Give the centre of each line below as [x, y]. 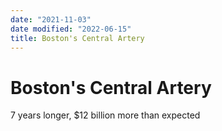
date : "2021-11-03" [51, 19]
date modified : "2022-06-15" [71, 29]
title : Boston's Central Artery [77, 38]
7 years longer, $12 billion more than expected [105, 115]
